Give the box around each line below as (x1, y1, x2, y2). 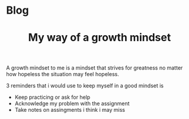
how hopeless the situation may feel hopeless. (6, 71, 120, 78)
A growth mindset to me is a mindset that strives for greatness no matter (6, 64, 183, 71)
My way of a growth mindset (28, 31, 171, 45)
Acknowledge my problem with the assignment (14, 100, 130, 107)
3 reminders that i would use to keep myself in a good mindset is (6, 82, 164, 89)
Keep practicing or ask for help (14, 93, 91, 101)
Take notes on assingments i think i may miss (14, 107, 126, 114)
